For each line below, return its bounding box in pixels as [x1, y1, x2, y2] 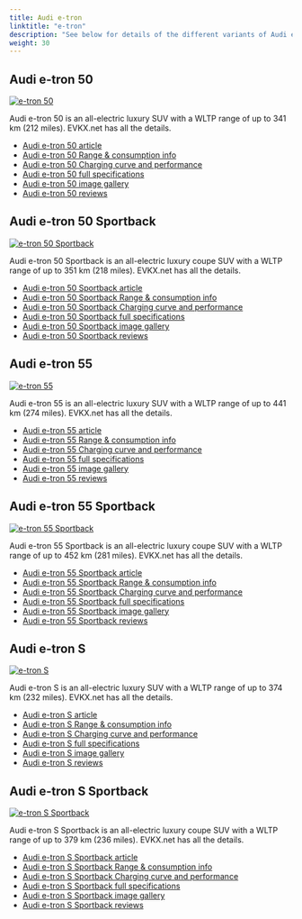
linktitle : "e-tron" [9, 22, 87, 31]
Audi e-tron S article [22, 709, 98, 721]
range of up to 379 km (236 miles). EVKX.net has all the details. [9, 834, 244, 845]
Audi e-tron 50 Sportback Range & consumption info [22, 292, 218, 303]
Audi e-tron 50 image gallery [22, 178, 129, 189]
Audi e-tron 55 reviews [22, 472, 108, 483]
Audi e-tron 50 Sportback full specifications [22, 311, 186, 322]
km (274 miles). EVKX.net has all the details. [9, 407, 173, 418]
